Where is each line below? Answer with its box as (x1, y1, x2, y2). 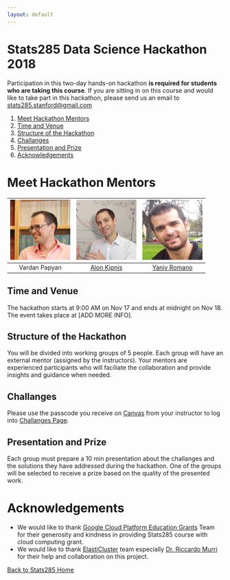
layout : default (7, 11, 54, 18)
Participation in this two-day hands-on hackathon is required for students (7, 79, 218, 87)
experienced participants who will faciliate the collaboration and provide (7, 364, 211, 372)
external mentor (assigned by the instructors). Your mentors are (7, 356, 187, 364)
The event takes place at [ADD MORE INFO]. (7, 311, 133, 319)
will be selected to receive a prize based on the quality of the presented (7, 469, 211, 477)
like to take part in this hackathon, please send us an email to (7, 93, 180, 102)
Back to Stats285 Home (7, 566, 74, 574)
